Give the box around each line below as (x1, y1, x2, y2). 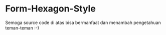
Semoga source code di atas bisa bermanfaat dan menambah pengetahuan (5, 19, 161, 25)
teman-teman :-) (5, 24, 39, 30)
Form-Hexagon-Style (5, 3, 96, 14)
